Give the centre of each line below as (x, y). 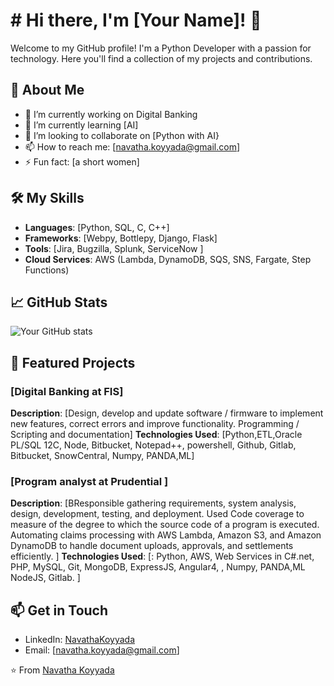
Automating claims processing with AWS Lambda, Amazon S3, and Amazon (166, 535)
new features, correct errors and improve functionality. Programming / (155, 424)
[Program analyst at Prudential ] (89, 481)
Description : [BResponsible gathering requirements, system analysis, (153, 503)
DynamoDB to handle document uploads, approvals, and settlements (152, 546)
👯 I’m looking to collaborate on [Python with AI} (122, 135)
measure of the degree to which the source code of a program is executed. (165, 525)
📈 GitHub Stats (59, 302)
